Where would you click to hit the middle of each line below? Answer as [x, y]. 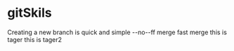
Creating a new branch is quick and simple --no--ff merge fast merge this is [117, 32]
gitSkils [30, 13]
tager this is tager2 [34, 39]
